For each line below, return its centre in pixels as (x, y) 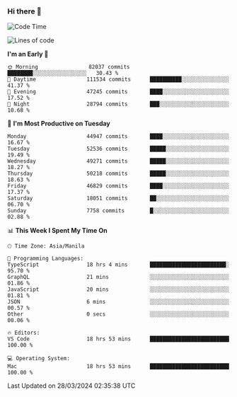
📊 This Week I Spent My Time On (57, 231)
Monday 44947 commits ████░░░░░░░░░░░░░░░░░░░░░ (118, 137)
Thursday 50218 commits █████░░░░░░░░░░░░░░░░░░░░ (118, 174)
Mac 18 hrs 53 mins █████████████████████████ (118, 367)
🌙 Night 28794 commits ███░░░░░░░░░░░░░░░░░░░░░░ (118, 104)
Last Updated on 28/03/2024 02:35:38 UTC (71, 386)
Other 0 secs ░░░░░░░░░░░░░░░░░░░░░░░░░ (118, 314)
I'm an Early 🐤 (28, 54)
